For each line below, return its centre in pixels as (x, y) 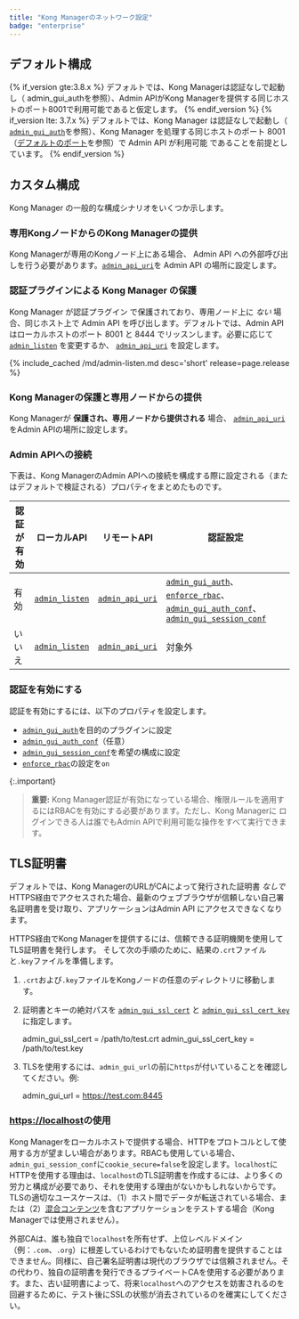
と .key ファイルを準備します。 (64, 961)
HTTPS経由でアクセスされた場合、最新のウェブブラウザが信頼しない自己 (143, 898)
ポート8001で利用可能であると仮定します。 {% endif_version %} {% (149, 110)
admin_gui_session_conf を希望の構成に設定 (101, 752)
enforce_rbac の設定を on (66, 763)
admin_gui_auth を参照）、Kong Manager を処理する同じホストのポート (137, 132)
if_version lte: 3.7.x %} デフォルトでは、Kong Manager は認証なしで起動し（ (149, 120)
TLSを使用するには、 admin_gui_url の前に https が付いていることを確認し (155, 1067)
